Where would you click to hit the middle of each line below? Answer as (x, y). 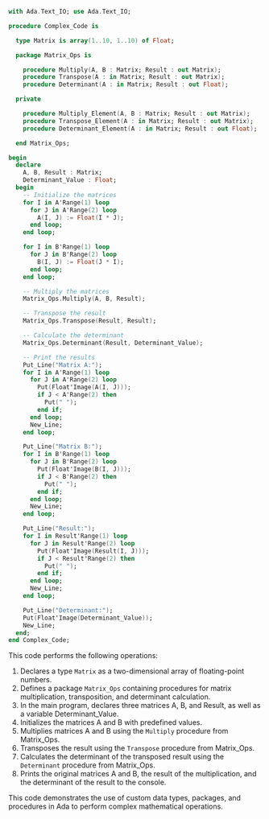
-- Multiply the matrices (66, 291)
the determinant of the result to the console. (93, 782)
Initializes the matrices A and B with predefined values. (111, 722)
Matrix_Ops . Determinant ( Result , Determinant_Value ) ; (113, 343)
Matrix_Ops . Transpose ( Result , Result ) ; (90, 321)
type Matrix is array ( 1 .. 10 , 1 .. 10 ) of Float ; (95, 40)
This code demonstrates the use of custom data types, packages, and (125, 798)
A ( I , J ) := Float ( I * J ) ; (81, 217)
